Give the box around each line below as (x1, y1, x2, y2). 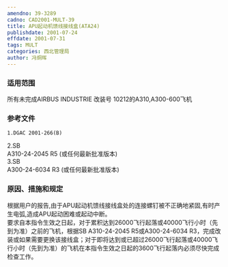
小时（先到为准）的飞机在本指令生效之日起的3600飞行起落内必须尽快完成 (12, 244, 220, 252)
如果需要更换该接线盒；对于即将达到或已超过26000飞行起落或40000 (18, 235, 213, 243)
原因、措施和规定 (7, 184, 63, 194)
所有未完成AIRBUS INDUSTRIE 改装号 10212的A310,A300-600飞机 (7, 95, 193, 103)
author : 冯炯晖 (7, 55, 47, 61)
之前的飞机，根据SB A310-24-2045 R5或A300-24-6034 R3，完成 (30, 227, 215, 235)
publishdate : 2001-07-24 (7, 29, 78, 36)
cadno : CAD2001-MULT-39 (7, 16, 75, 23)
